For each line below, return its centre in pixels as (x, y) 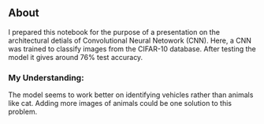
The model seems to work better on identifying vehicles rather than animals (131, 95)
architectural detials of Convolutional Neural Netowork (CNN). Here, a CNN (130, 40)
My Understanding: (46, 77)
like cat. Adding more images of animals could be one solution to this (120, 103)
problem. (23, 112)
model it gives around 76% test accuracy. (76, 57)
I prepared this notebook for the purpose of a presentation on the (114, 32)
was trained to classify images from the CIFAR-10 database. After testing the (132, 49)
